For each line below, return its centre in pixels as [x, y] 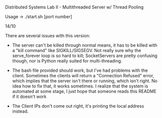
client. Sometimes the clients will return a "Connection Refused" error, [83, 75]
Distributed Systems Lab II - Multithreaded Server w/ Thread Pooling [74, 7]
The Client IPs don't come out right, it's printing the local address [78, 106]
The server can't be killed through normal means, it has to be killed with [85, 45]
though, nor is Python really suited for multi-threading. [67, 61]
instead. [20, 111]
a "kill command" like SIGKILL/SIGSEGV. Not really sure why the [77, 50]
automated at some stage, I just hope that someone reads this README [84, 91]
